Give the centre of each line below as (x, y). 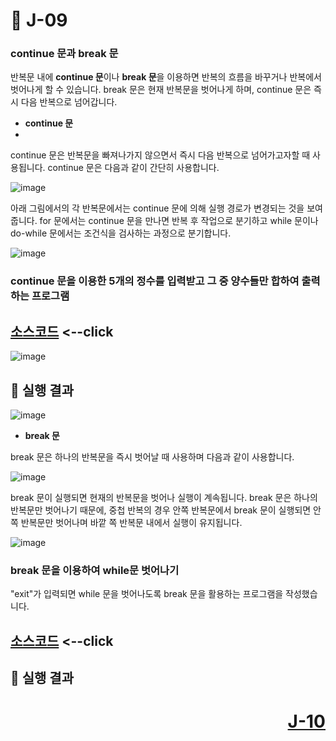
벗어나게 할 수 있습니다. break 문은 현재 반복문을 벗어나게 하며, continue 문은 (161, 90)
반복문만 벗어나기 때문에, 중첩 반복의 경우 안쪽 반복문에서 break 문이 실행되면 (161, 510)
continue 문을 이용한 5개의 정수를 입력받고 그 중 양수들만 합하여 (155, 281)
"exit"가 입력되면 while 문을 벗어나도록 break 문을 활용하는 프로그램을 (147, 594)
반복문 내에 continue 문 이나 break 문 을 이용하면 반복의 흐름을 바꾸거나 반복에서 (166, 77)
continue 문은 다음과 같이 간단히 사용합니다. (133, 168)
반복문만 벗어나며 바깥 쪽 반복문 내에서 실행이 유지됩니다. (131, 523)
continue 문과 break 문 (64, 54)
